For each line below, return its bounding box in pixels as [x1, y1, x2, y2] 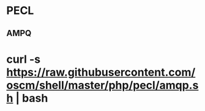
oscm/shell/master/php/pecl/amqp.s [6, 78, 199, 92]
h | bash [6, 91, 48, 105]
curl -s [6, 52, 41, 66]
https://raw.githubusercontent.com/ [6, 65, 196, 79]
